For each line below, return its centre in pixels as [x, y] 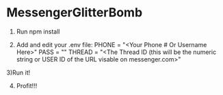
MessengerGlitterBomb [75, 13]
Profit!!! [27, 85]
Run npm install [38, 31]
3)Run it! [18, 72]
